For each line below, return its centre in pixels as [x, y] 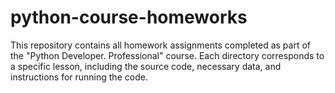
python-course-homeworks [129, 17]
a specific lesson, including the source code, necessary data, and [146, 66]
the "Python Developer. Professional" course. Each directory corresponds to [167, 55]
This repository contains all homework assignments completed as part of [161, 45]
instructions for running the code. [79, 77]
